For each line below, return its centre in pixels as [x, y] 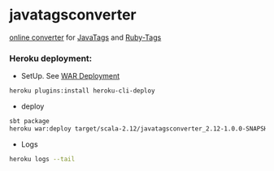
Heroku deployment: [51, 58]
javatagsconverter [73, 15]
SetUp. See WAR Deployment [70, 76]
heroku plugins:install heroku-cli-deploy [82, 91]
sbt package [29, 122]
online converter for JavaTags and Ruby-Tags [85, 37]
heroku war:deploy [40, 128]
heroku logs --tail [42, 159]
